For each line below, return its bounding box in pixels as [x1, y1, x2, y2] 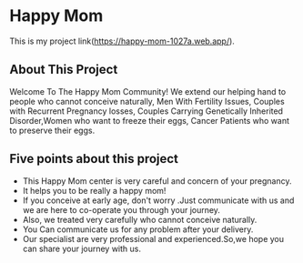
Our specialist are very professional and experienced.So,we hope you [22, 233, 285, 244]
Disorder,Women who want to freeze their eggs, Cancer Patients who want [9, 115, 289, 126]
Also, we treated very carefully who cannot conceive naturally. [22, 214, 258, 225]
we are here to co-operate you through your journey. [22, 204, 221, 215]
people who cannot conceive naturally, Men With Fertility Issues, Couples [9, 96, 285, 106]
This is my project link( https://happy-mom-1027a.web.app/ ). [9, 35, 235, 46]
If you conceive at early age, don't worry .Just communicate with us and [22, 195, 295, 206]
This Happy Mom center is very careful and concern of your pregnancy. [22, 175, 292, 187]
